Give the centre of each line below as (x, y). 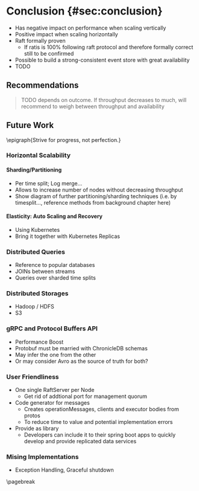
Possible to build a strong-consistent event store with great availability (102, 60)
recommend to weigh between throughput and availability (93, 106)
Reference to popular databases (55, 265)
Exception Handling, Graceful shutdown (64, 470)
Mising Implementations (43, 457)
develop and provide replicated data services (80, 441)
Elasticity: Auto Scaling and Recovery (55, 216)
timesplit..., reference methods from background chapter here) (93, 202)
